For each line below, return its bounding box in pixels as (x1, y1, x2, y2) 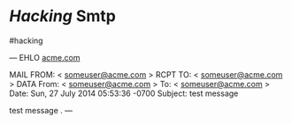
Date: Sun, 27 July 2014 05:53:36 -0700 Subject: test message (9, 88, 239, 98)
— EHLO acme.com (9, 52, 81, 62)
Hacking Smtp (9, 6, 117, 26)
